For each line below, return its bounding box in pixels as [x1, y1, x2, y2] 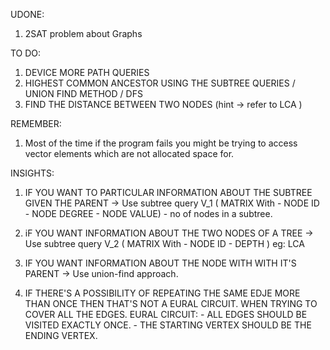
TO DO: [10, 47, 42, 59]
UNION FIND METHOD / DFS [24, 88, 143, 99]
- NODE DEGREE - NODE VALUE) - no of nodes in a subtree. [24, 208, 273, 219]
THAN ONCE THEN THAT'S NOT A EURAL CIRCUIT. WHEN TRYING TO [24, 298, 318, 309]
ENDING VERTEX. [24, 330, 98, 341]
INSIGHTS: [10, 167, 55, 179]
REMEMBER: [10, 118, 62, 129]
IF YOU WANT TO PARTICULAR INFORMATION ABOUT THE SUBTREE [24, 187, 313, 198]
